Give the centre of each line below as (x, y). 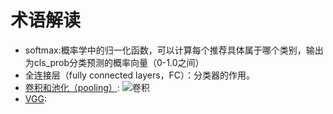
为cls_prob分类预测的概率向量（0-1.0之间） (114, 62)
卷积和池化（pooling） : (72, 87)
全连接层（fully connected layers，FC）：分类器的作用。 (140, 75)
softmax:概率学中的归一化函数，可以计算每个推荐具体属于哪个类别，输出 (174, 50)
